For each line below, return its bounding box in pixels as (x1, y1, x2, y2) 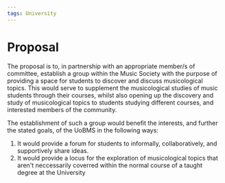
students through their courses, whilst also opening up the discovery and (7, 91, 214, 99)
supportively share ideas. (16, 146, 89, 154)
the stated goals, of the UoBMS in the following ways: (7, 126, 159, 134)
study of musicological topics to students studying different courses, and (7, 98, 214, 107)
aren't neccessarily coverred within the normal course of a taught (16, 161, 203, 169)
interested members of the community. (7, 105, 117, 113)
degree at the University (16, 168, 86, 176)
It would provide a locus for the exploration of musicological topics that (16, 154, 218, 162)
